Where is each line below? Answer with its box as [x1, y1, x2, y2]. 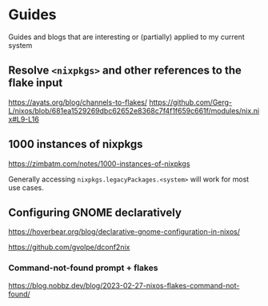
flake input [8, 76, 63, 89]
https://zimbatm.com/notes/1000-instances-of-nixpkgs [8, 158, 190, 169]
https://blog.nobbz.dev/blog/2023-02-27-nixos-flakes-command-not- [8, 280, 240, 290]
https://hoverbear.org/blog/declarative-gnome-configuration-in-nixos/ [8, 227, 241, 236]
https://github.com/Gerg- [149, 97, 233, 107]
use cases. [8, 182, 44, 193]
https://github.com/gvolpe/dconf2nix [8, 242, 130, 252]
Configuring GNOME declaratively [8, 205, 182, 219]
